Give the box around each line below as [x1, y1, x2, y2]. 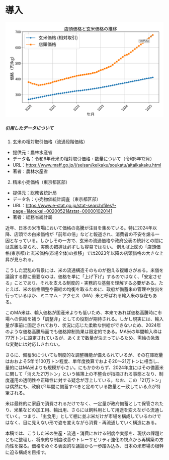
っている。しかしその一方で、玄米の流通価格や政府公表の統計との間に [18, 238, 163, 244]
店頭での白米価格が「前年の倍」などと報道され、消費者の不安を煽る [14, 231, 155, 238]
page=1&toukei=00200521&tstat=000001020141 [12, 208, 113, 214]
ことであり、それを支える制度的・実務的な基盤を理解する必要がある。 [14, 280, 159, 286]
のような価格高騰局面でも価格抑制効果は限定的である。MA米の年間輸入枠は [5, 329, 162, 335]
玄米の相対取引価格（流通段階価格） [12, 139, 88, 145]
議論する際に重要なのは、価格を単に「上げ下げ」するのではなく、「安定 [5, 273, 153, 280]
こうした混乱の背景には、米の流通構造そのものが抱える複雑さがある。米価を [5, 267, 164, 273]
